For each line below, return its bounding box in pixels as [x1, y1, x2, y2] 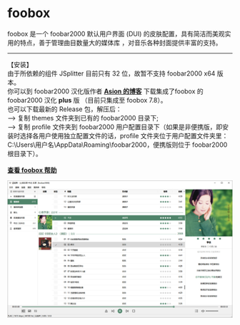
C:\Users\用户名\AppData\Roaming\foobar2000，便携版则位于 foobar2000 [7, 140, 228, 149]
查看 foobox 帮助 [7, 165, 57, 174]
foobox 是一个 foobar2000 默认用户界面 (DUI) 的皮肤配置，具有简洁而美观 [7, 29, 225, 38]
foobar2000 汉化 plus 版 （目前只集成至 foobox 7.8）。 [7, 96, 167, 104]
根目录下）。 [7, 149, 42, 158]
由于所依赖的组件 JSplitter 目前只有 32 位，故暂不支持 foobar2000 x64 [7, 69, 216, 78]
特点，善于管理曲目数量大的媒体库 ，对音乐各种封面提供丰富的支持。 [19, 38, 222, 47]
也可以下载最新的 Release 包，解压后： [7, 105, 122, 113]
